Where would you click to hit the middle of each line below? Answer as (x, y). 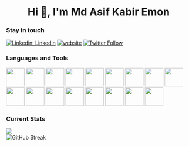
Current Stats (26, 118)
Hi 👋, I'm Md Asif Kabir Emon (99, 12)
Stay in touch (26, 30)
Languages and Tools (37, 58)
